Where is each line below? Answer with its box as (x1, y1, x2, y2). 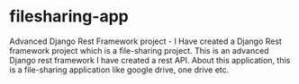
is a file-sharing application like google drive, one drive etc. (9, 64, 230, 75)
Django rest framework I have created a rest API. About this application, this (9, 55, 291, 65)
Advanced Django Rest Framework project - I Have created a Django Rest (9, 36, 282, 46)
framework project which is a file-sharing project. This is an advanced (9, 45, 269, 55)
